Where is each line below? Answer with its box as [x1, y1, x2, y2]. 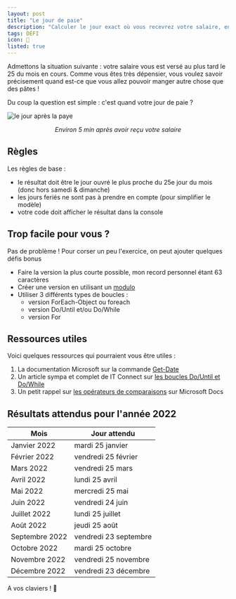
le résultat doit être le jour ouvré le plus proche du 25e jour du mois [17, 178, 213, 186]
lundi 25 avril [74, 475, 117, 485]
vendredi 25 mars [74, 463, 133, 473]
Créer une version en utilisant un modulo [17, 282, 136, 291]
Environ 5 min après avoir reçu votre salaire [55, 126, 181, 133]
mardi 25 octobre [74, 544, 132, 553]
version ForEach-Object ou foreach [27, 298, 131, 306]
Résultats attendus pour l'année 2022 [7, 408, 177, 420]
